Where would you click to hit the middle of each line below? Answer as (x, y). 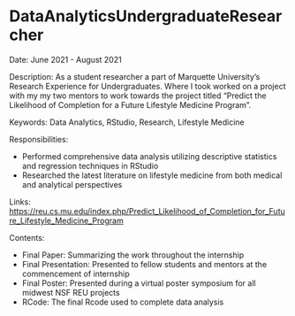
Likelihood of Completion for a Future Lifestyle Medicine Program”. (130, 104)
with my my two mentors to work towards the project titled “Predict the (138, 96)
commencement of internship (76, 274)
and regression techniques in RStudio (90, 166)
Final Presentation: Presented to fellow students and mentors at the (144, 264)
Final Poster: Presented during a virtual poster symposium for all (139, 283)
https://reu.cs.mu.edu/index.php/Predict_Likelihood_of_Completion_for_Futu (147, 211)
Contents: (27, 237)
